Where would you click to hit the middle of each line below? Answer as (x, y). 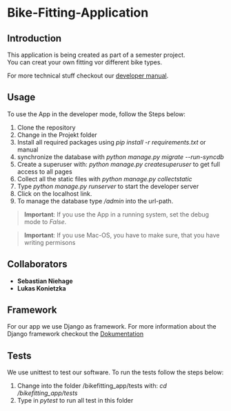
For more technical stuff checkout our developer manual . (88, 75)
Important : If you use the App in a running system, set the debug (116, 214)
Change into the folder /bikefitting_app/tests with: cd (92, 386)
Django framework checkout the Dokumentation (76, 334)
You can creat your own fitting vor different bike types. (85, 62)
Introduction (34, 38)
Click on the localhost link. (54, 193)
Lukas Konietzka (42, 288)
